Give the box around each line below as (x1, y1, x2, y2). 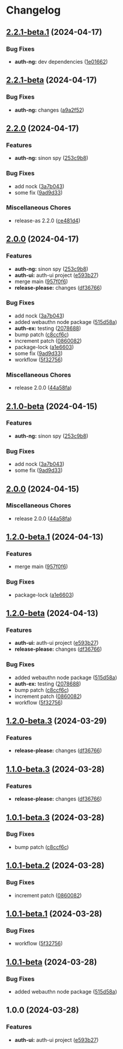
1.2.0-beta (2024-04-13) (6, 608, 98, 618)
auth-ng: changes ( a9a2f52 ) (14, 106, 84, 113)
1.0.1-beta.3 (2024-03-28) (6, 812, 104, 822)
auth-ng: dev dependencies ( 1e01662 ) (14, 58, 108, 65)
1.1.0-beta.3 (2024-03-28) (6, 764, 105, 774)
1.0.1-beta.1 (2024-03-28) (6, 909, 102, 919)
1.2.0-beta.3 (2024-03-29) (6, 716, 107, 726)
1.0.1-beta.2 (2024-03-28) (6, 861, 105, 871)
